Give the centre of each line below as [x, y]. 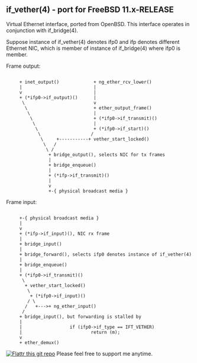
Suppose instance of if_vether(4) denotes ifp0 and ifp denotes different [93, 42]
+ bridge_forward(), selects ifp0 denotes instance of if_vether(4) [106, 254]
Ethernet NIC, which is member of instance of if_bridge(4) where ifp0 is [93, 48]
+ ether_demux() [39, 343]
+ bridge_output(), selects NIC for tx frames [107, 155]
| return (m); [70, 332]
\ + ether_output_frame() [88, 108]
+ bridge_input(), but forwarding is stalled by [80, 317]
